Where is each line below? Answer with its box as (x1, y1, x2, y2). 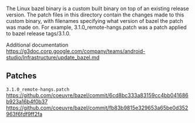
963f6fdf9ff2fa (6, 110, 43, 117)
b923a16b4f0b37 (6, 98, 48, 105)
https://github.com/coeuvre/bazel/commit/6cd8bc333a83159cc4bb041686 (6, 91, 189, 99)
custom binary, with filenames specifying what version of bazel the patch (6, 18, 183, 24)
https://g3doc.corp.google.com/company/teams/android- (6, 48, 146, 55)
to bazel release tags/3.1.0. (6, 30, 71, 37)
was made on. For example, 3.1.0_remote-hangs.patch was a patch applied (6, 24, 187, 31)
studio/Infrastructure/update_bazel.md (6, 54, 100, 61)
